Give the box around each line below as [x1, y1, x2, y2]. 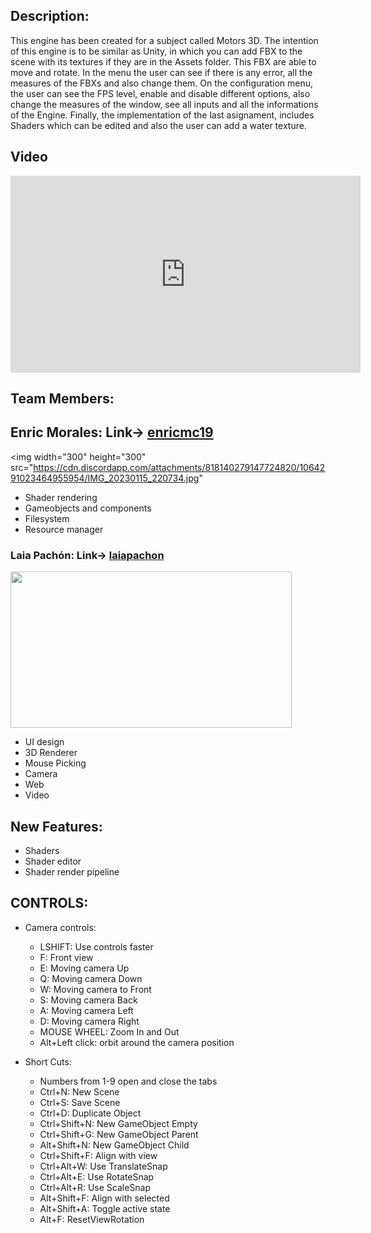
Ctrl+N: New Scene [39, 1085, 120, 1098]
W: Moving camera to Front [39, 983, 152, 995]
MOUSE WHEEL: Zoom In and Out [39, 1025, 180, 1038]
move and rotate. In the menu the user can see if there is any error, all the [10, 66, 313, 78]
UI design [24, 736, 65, 748]
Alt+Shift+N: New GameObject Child [39, 1139, 190, 1151]
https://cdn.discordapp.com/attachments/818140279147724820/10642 [33, 461, 326, 473]
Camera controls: [24, 921, 97, 933]
